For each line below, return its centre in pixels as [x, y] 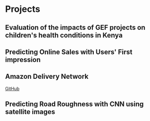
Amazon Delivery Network [47, 77]
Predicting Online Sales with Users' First [69, 52]
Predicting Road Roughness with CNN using [75, 104]
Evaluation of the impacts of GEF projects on [75, 28]
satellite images [30, 112]
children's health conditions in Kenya [64, 35]
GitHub [12, 88]
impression [23, 60]
